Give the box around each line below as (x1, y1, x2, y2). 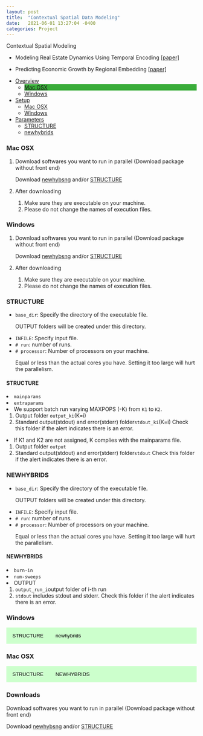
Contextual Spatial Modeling (6, 42, 77, 50)
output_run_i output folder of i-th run (14, 586, 107, 593)
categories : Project (6, 25, 59, 32)
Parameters (14, 116, 44, 123)
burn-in (14, 567, 33, 573)
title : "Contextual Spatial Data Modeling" (6, 15, 120, 21)
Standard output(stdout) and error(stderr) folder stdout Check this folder (14, 450, 195, 457)
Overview (14, 77, 39, 85)
